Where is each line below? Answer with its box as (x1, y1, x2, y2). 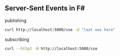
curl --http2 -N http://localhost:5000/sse (5, 46, 98, 51)
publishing (5, 17, 27, 23)
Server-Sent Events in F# (5, 4, 85, 13)
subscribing (5, 36, 30, 42)
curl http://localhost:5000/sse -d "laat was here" (5, 27, 115, 32)
